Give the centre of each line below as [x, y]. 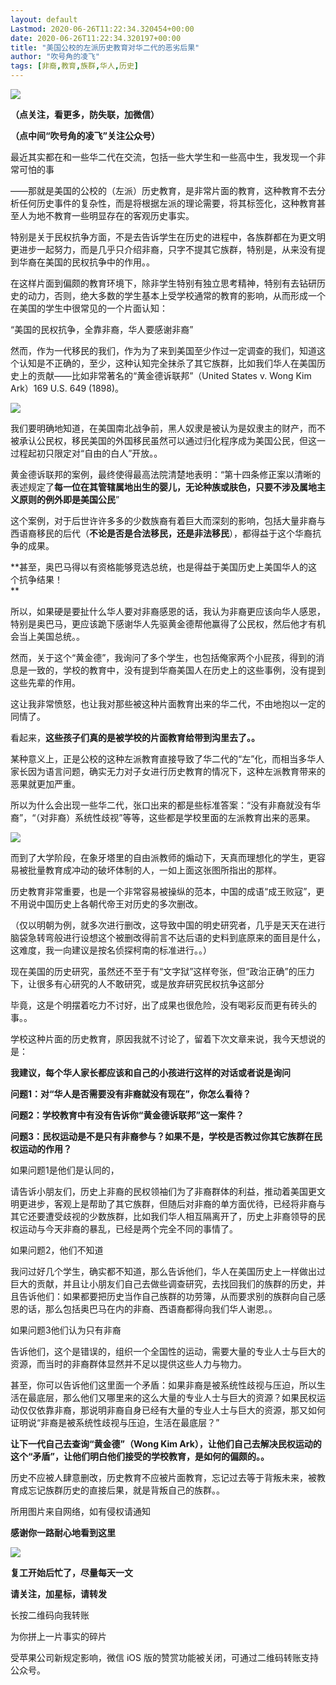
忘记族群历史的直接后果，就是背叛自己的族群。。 [126, 1490]
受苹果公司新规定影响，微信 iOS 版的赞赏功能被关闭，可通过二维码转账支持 [164, 1657]
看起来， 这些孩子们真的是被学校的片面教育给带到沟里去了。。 [135, 737]
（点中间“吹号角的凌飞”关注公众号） [85, 135]
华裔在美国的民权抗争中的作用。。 [86, 262]
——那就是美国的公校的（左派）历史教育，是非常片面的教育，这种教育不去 [163, 190]
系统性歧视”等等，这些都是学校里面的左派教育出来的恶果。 [195, 817]
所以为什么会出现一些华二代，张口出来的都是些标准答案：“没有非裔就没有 [161, 805]
